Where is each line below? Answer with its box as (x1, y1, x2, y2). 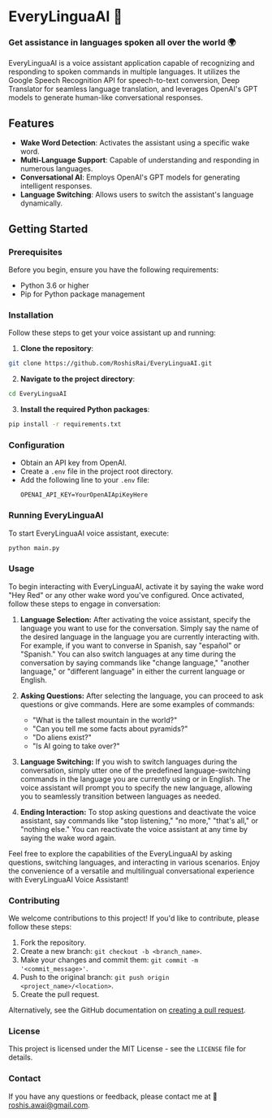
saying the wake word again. (19, 833, 116, 843)
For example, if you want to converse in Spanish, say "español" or (19, 640, 241, 650)
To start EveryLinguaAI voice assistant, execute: (8, 528, 169, 538)
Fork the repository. (19, 938, 87, 947)
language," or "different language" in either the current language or (19, 666, 245, 676)
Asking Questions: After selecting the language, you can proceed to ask (19, 691, 264, 700)
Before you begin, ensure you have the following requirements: (8, 264, 219, 275)
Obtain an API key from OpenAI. (19, 458, 127, 468)
